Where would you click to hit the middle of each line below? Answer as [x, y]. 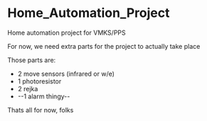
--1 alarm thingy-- [44, 96]
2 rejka [28, 88]
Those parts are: [32, 60]
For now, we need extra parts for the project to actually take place [104, 46]
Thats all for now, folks [41, 110]
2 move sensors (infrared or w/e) [66, 74]
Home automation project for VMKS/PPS [67, 33]
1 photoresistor [39, 81]
